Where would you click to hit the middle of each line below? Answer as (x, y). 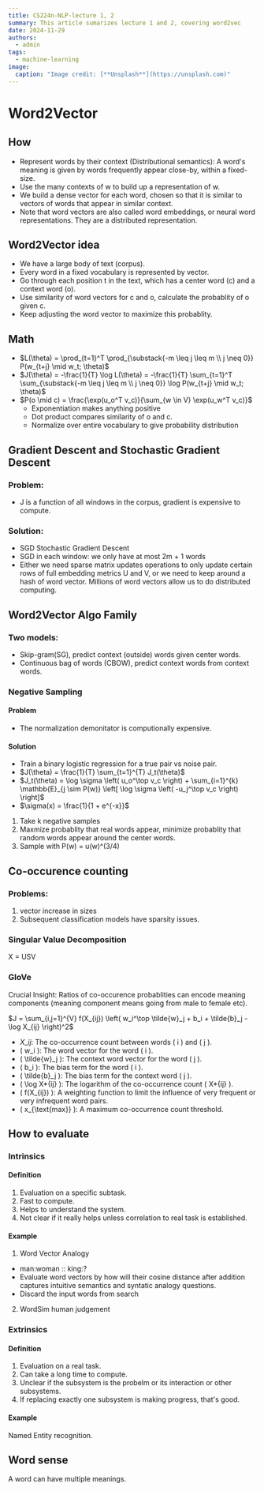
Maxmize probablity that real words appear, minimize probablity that (130, 829)
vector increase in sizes (58, 911)
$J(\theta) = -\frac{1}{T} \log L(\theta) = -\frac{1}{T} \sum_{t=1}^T (126, 375)
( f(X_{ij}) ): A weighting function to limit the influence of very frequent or (138, 1092)
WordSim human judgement (65, 1309)
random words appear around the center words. (97, 838)
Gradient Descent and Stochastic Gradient (114, 450)
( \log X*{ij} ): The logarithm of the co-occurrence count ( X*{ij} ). (126, 1084)
